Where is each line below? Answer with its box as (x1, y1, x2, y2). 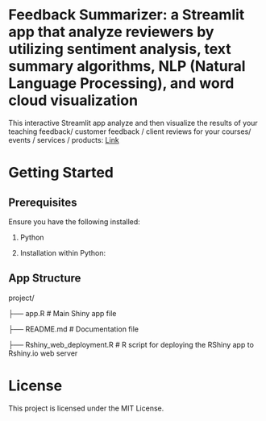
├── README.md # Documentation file (8, 324, 139, 334)
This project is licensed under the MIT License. (8, 403, 164, 413)
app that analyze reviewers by (8, 23, 214, 41)
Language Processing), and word (8, 74, 235, 93)
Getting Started (8, 164, 114, 182)
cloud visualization (8, 91, 139, 110)
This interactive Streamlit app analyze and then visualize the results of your (8, 118, 258, 127)
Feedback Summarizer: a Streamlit (8, 6, 245, 24)
